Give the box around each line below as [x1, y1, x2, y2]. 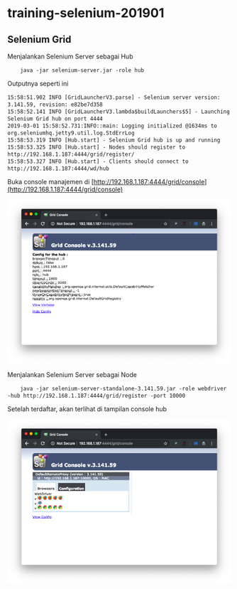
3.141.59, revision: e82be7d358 [7, 101, 103, 108]
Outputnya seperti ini [7, 80, 69, 87]
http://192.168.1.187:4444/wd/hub [7, 165, 110, 172]
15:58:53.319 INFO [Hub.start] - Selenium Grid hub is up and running [7, 137, 221, 144]
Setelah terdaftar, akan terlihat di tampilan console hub [7, 405, 167, 413]
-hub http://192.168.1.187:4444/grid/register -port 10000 [7, 393, 186, 400]
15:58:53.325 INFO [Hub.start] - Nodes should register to [7, 144, 186, 151]
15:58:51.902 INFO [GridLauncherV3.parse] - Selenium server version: [7, 94, 221, 101]
